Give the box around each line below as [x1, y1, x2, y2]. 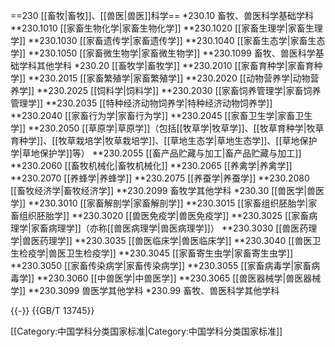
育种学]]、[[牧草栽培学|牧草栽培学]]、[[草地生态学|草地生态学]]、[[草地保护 [10, 135, 318, 146]
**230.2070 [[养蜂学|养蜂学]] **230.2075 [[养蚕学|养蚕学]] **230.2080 [10, 172, 310, 184]
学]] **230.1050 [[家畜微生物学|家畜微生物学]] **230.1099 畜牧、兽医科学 [10, 47, 316, 59]
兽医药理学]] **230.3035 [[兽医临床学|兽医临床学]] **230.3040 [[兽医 [21, 235, 313, 246]
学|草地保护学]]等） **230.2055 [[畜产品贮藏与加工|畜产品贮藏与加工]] [10, 147, 302, 159]
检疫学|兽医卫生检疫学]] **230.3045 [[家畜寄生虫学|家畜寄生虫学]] [18, 247, 294, 259]
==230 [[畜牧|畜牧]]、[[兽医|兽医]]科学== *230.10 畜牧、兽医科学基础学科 [10, 10, 315, 21]
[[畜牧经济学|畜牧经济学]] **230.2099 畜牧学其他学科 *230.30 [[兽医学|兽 [10, 185, 317, 196]
